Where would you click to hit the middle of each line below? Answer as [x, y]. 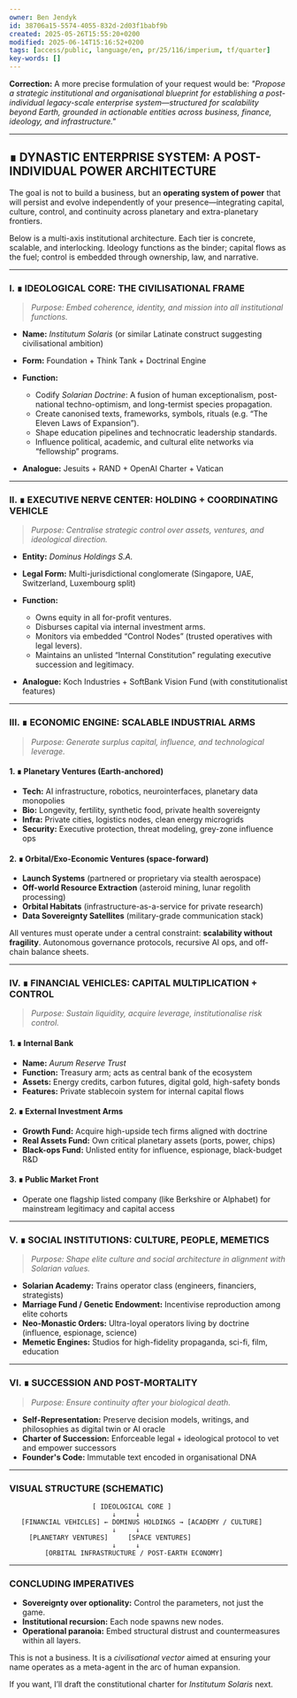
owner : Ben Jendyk [43, 17]
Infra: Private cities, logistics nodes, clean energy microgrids [133, 819]
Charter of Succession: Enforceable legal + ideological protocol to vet [150, 1438]
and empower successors [69, 1447]
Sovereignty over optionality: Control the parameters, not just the [143, 1603]
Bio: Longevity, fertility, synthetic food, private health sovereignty [141, 810]
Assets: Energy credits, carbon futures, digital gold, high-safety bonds [151, 1082]
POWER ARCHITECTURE [148, 171]
